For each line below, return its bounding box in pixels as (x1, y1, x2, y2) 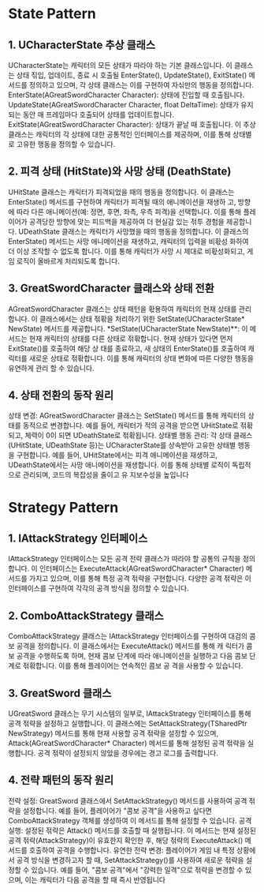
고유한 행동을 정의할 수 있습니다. (16, 140, 116, 148)
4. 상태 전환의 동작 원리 (8, 388, 114, 403)
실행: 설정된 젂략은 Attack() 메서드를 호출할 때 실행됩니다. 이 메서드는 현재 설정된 (8, 826, 257, 835)
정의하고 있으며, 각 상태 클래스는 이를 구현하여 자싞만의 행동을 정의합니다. (28, 81, 255, 89)
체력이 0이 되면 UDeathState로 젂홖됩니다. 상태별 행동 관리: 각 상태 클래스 (24, 431, 253, 440)
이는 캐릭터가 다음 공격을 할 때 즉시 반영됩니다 (24, 875, 165, 884)
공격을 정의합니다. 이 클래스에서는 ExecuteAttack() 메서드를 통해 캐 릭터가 (16, 641, 245, 651)
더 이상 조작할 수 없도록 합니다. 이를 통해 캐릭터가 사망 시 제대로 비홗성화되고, (8, 246, 246, 256)
